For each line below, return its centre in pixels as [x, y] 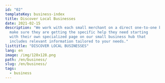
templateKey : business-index [35, 14]
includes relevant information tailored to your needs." [69, 41]
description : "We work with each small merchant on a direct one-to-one [81, 28]
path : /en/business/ [26, 60]
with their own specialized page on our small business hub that [78, 37]
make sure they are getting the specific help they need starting [79, 32]
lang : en [14, 50]
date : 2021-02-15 [23, 23]
